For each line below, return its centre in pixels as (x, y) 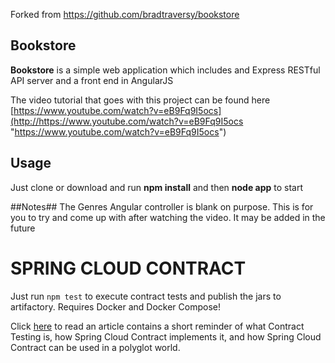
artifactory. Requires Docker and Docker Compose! (115, 306)
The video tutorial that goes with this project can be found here (140, 100)
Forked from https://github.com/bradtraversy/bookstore (125, 14)
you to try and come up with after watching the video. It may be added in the (168, 217)
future (23, 228)
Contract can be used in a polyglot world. (95, 347)
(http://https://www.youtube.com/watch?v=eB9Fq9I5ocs (127, 121)
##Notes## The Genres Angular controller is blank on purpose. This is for (162, 206)
